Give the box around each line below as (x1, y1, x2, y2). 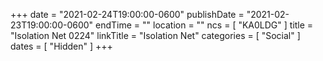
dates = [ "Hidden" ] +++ (10, 40, 113, 52)
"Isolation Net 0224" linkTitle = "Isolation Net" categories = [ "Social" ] (10, 30, 301, 41)
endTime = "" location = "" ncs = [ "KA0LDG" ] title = (95, 19, 314, 31)
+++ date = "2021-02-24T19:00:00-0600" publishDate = (10, 9, 245, 20)
